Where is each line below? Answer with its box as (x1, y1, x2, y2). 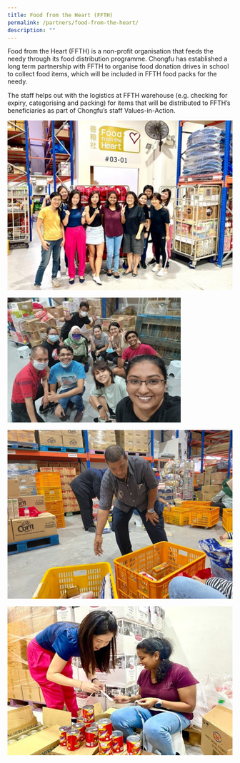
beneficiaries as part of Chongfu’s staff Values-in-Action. (7, 106, 176, 115)
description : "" (7, 26, 56, 34)
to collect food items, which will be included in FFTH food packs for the (7, 70, 218, 79)
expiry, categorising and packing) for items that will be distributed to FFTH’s (7, 98, 231, 107)
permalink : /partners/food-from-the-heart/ (7, 19, 139, 26)
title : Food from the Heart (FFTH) (7, 11, 114, 19)
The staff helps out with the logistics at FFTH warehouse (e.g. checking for (7, 91, 228, 100)
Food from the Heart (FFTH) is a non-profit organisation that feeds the (7, 47, 214, 56)
